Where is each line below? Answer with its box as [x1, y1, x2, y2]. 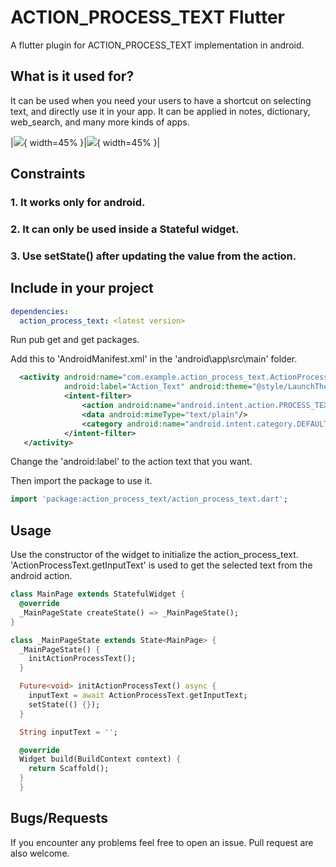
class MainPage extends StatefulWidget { [10, 589, 186, 600]
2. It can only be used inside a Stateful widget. [10, 222, 240, 236]
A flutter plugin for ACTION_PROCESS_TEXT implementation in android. [10, 39, 305, 51]
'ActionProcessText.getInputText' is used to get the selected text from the [10, 559, 313, 571]
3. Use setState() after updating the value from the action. [10, 249, 297, 263]
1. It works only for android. [10, 196, 146, 210]
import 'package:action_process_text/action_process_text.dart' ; [10, 494, 288, 505]
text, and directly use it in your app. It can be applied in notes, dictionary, [10, 105, 311, 117]
